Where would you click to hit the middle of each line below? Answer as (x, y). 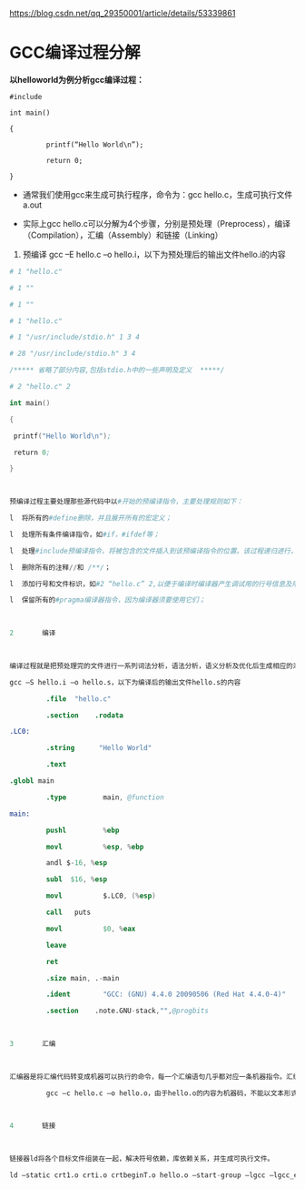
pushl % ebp (83, 830)
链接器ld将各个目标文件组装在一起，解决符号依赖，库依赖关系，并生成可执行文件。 (142, 1159)
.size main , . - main (83, 978)
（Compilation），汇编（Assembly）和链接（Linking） (123, 235)
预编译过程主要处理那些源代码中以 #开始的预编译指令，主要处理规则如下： (126, 502)
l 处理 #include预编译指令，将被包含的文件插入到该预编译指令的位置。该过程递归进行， (153, 551)
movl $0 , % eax (91, 929)
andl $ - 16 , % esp (76, 863)
